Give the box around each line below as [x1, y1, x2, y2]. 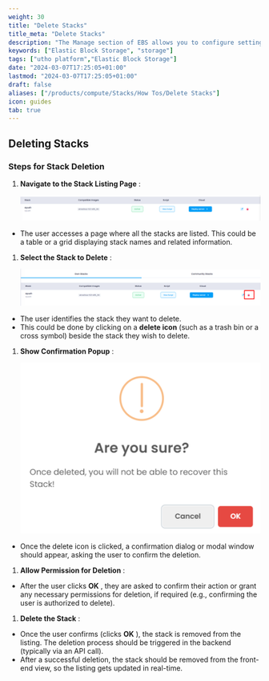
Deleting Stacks [8, 136, 90, 150]
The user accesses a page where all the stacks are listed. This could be [19, 229, 256, 238]
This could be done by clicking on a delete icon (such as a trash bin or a [19, 322, 259, 332]
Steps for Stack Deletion [8, 160, 106, 172]
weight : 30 [8, 13, 45, 21]
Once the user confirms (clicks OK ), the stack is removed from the [19, 629, 242, 638]
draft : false [8, 80, 52, 88]
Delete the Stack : [19, 614, 81, 623]
